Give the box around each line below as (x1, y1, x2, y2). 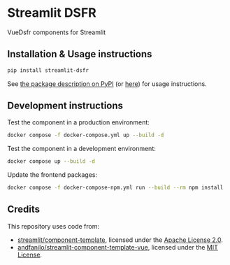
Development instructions (7, 100, 124, 112)
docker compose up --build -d (7, 158, 96, 165)
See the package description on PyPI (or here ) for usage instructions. (7, 79, 208, 88)
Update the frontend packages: (7, 171, 98, 179)
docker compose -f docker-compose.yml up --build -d (7, 131, 164, 139)
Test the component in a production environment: (7, 118, 150, 127)
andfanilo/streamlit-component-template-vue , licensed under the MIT (17, 243, 219, 251)
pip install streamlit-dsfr (7, 66, 89, 74)
